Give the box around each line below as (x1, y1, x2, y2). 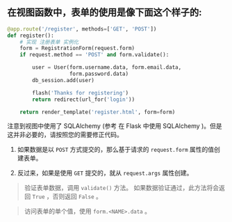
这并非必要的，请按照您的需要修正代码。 (7, 131, 123, 139)
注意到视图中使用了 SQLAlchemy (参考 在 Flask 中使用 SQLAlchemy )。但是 (7, 122, 222, 130)
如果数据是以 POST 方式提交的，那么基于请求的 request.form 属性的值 (17, 145, 215, 154)
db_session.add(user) (32, 77, 95, 84)
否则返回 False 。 (52, 192, 102, 200)
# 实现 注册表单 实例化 (19, 38, 79, 45)
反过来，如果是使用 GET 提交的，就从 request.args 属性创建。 (17, 169, 193, 177)
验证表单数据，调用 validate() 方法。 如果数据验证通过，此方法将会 (24, 184, 219, 192)
